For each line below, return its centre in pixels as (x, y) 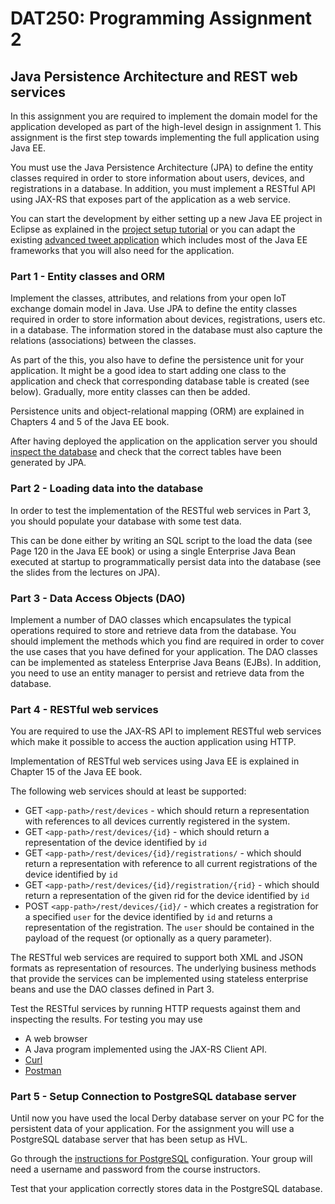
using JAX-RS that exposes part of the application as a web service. (151, 199)
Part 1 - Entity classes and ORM (87, 276)
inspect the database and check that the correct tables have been (146, 452)
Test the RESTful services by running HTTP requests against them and (155, 1009)
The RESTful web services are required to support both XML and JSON (157, 958)
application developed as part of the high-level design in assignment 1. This (166, 126)
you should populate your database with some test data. (126, 521)
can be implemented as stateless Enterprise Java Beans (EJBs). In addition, (166, 662)
